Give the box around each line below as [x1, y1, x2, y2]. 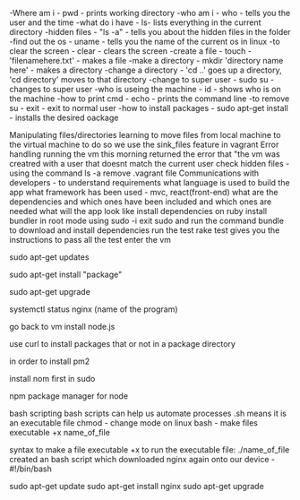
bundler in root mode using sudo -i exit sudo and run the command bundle [9, 215, 285, 226]
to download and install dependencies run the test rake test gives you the [9, 225, 280, 236]
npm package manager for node [9, 391, 128, 401]
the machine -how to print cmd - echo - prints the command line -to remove [9, 93, 290, 104]
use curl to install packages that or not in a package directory [9, 339, 236, 349]
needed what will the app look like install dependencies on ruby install [9, 206, 267, 216]
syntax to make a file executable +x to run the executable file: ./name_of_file [9, 444, 290, 455]
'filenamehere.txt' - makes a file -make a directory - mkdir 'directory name [9, 56, 284, 65]
